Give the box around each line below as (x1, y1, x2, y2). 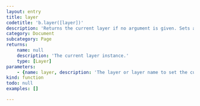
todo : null (6, 81, 33, 86)
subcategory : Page (6, 36, 52, 42)
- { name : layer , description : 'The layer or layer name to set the (17, 69, 187, 75)
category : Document (6, 31, 55, 37)
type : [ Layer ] (17, 58, 52, 64)
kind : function (6, 75, 44, 81)
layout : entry (6, 8, 42, 15)
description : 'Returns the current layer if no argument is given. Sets (6, 25, 190, 31)
